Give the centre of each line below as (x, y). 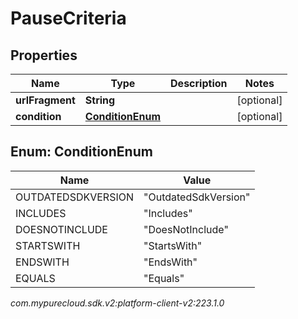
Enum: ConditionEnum (81, 152)
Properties (44, 55)
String (100, 100)
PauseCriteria (68, 18)
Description (199, 83)
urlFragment (45, 100)
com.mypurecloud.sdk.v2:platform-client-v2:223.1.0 (117, 303)
